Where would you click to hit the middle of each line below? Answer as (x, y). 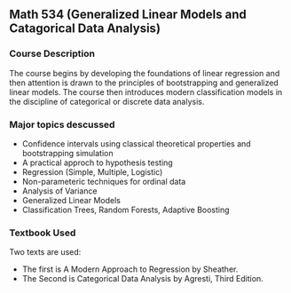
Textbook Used (43, 233)
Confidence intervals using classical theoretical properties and (136, 143)
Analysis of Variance (59, 191)
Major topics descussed (62, 124)
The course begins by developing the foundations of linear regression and (145, 73)
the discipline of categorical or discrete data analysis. (107, 101)
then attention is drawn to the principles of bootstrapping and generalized (144, 83)
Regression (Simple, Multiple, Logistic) (92, 171)
